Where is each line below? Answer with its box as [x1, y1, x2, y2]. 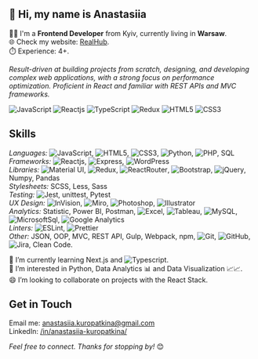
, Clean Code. [28, 240, 73, 249]
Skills [9, 127, 36, 141]
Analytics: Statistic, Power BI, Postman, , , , [9, 206, 238, 216]
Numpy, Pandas [9, 173, 60, 183]
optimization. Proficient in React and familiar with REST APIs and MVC [9, 81, 237, 90]
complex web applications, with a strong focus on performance [9, 72, 215, 82]
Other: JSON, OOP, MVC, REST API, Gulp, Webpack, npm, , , [9, 231, 251, 241]
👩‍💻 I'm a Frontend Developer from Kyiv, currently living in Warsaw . [9, 28, 227, 38]
